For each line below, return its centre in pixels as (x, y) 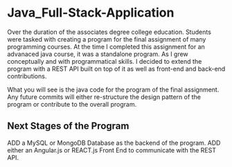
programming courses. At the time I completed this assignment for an (106, 46)
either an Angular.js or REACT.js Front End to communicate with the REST (112, 150)
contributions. (27, 76)
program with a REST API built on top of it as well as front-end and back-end (116, 69)
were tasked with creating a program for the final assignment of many (107, 39)
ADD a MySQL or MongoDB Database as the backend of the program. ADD (114, 143)
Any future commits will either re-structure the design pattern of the (104, 97)
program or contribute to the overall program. (72, 104)
